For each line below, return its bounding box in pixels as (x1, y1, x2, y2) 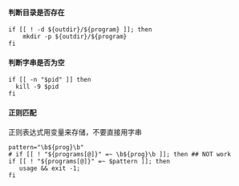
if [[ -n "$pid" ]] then (8, 76, 91, 84)
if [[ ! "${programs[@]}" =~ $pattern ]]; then (8, 157, 171, 165)
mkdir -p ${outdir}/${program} (22, 33, 128, 41)
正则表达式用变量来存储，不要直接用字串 (8, 127, 142, 136)
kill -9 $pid (15, 83, 59, 91)
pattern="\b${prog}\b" (8, 143, 84, 152)
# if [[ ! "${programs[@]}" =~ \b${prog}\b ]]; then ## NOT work (8, 150, 231, 158)
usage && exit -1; (18, 164, 81, 172)
